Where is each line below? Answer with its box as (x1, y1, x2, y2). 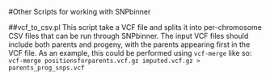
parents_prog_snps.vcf (8, 64, 85, 72)
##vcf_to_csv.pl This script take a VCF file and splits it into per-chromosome (8, 23, 263, 32)
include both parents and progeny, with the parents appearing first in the (8, 40, 251, 49)
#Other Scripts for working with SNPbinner (8, 7, 151, 16)
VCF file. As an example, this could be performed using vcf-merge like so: (8, 48, 252, 57)
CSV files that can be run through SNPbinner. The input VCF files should (8, 32, 249, 40)
